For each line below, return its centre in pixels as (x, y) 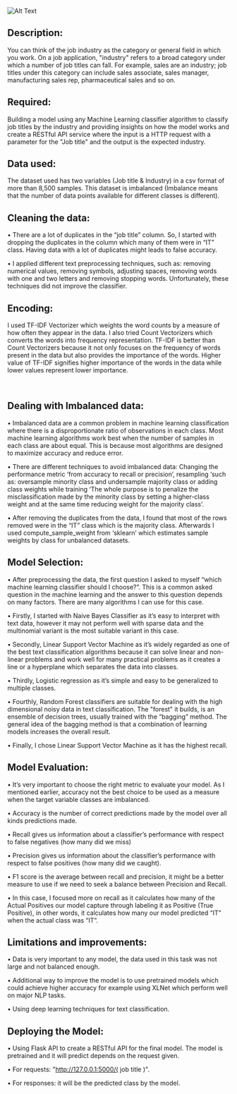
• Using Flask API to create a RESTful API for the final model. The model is (115, 1048)
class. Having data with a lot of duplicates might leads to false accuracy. (112, 250)
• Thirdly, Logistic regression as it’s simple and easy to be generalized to (113, 680)
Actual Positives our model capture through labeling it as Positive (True (110, 905)
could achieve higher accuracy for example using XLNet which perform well (117, 988)
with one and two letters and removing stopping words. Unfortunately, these (118, 279)
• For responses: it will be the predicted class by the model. (94, 1083)
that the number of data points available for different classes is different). (114, 196)
